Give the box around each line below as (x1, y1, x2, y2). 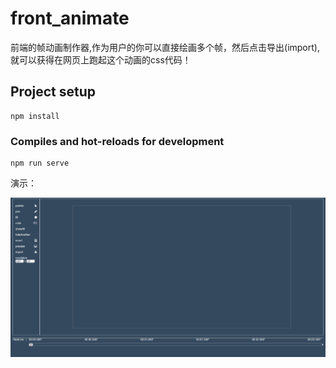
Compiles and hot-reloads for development (10, 134, 225, 148)
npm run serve (10, 158, 70, 169)
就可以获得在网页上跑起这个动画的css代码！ (10, 53, 192, 66)
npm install (10, 111, 60, 121)
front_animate (10, 7, 130, 30)
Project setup (10, 83, 97, 101)
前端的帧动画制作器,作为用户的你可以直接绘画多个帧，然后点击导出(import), (10, 41, 320, 53)
